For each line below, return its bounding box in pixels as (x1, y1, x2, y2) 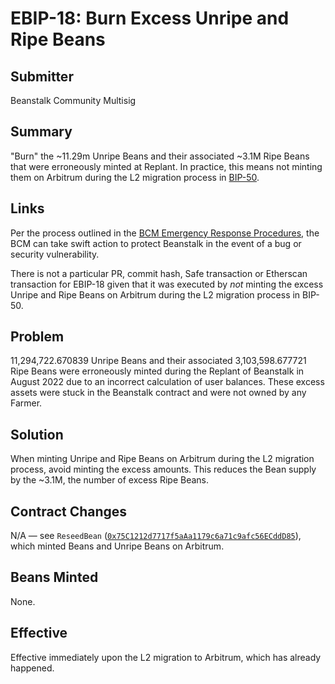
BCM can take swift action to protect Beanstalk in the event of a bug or (10, 237, 302, 249)
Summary (10, 123, 73, 141)
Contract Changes (10, 503, 128, 520)
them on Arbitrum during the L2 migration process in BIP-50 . (10, 171, 260, 183)
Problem (10, 328, 65, 346)
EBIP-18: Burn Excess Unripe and (10, 7, 290, 30)
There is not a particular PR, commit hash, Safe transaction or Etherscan (10, 267, 308, 279)
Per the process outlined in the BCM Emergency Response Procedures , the (10, 227, 320, 239)
